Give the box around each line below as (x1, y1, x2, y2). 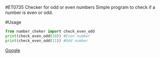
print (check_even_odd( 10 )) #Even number (5, 33, 91, 38)
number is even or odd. (5, 9, 53, 15)
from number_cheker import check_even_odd (5, 29, 95, 34)
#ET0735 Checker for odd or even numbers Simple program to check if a (5, 4, 155, 10)
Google (5, 47, 20, 53)
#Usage (5, 19, 21, 25)
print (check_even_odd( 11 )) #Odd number (5, 38, 88, 43)
